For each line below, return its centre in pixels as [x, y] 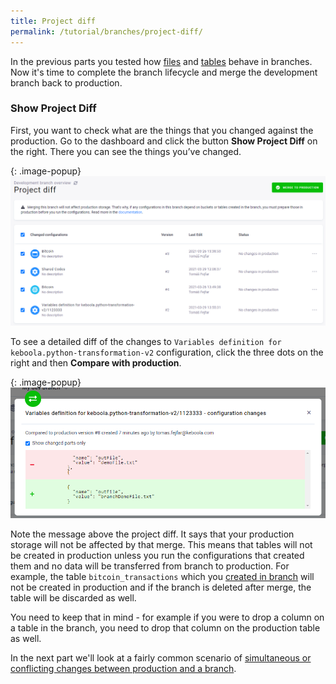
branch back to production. [66, 82]
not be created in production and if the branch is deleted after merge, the [161, 587]
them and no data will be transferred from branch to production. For [150, 566]
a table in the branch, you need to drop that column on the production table [165, 627]
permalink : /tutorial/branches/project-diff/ [106, 31]
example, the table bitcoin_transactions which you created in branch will [162, 576]
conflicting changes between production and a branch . [123, 668]
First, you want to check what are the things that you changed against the [162, 130]
